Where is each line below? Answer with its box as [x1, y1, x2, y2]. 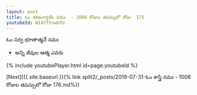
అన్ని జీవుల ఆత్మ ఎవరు [14, 49, 63, 56]
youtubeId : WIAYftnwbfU [6, 20, 65, 26]
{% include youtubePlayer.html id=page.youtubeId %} [6, 62, 138, 69]
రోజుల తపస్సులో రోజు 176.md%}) [6, 81, 80, 88]
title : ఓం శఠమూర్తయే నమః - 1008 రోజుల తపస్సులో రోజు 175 [6, 14, 144, 20]
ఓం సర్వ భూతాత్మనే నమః [6, 36, 59, 43]
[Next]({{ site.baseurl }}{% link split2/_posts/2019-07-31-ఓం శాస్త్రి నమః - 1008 [6, 74, 191, 81]
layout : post [6, 8, 39, 15]
